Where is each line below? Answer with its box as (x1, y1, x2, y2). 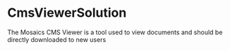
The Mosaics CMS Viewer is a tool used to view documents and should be (7, 28, 223, 36)
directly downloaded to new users (7, 35, 107, 43)
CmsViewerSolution (7, 5, 127, 21)
